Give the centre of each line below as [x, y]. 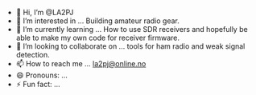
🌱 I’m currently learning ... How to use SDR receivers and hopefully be [132, 29]
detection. [33, 55]
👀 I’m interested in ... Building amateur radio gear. [97, 21]
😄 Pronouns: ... [42, 75]
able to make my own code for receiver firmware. [97, 38]
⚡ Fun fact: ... [38, 84]
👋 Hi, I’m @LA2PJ [45, 12]
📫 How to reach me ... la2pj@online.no [81, 63]
